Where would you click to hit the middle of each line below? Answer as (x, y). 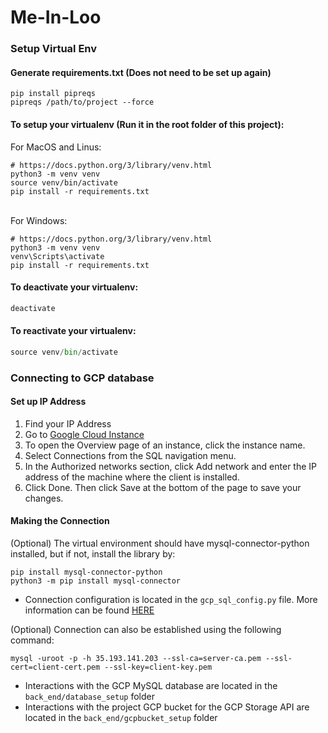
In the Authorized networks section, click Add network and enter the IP (171, 466)
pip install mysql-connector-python (86, 572)
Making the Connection (60, 521)
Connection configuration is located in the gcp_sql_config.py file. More (171, 599)
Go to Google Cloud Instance (84, 434)
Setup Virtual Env (54, 49)
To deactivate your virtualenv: (74, 287)
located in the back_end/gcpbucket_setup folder (121, 717)
